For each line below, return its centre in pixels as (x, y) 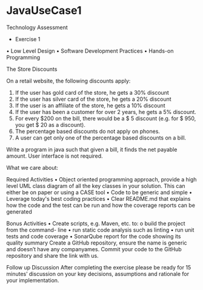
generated (19, 211)
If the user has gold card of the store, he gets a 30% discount (92, 92)
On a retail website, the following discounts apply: (68, 81)
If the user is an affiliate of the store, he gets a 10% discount (90, 105)
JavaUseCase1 (44, 11)
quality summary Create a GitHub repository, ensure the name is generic (97, 243)
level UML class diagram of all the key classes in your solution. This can (96, 186)
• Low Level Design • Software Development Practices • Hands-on (90, 51)
